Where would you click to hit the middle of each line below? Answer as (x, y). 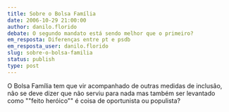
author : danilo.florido (42, 27)
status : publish (31, 59)
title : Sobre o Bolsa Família (52, 14)
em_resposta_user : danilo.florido (58, 46)
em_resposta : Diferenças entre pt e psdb (69, 40)
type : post (23, 66)
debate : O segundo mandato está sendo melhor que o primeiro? (100, 33)
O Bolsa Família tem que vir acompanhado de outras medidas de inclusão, (115, 85)
